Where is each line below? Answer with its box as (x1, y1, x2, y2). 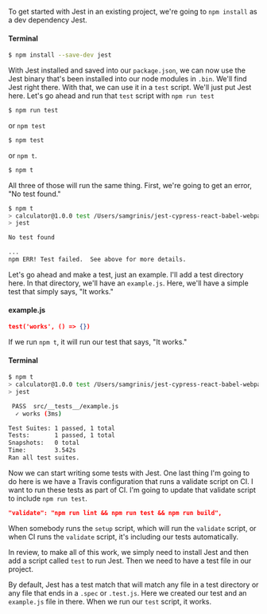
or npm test (8, 120, 46, 130)
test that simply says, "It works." (8, 286, 114, 296)
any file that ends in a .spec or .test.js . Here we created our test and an (8, 588, 247, 597)
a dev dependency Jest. (8, 15, 87, 25)
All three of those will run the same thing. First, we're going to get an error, (8, 180, 252, 190)
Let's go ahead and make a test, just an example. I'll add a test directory (8, 270, 244, 279)
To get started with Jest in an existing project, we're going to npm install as (8, 7, 257, 16)
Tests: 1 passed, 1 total (8, 431, 115, 439)
